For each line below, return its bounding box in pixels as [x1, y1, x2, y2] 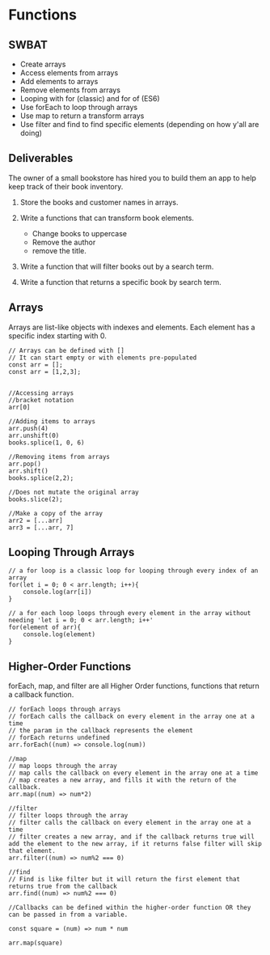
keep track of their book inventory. [8, 181, 124, 191]
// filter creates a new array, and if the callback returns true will [8, 833, 255, 841]
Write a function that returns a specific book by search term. [19, 277, 222, 286]
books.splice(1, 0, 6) [8, 439, 85, 447]
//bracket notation [8, 396, 74, 404]
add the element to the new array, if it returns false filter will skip [8, 840, 263, 848]
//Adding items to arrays [8, 417, 95, 426]
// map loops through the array [8, 762, 117, 770]
